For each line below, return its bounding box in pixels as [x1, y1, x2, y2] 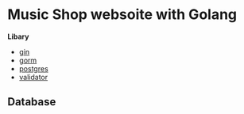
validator [18, 72, 48, 82]
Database [7, 95, 56, 108]
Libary [7, 32, 29, 41]
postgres [18, 63, 48, 73]
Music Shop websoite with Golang [7, 6, 238, 24]
